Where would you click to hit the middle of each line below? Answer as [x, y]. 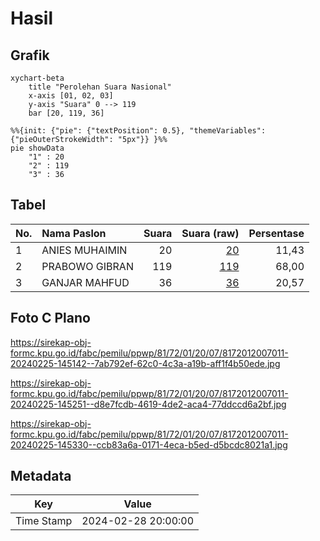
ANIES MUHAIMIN [84, 250]
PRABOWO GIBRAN [87, 266]
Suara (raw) [210, 233]
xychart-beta [37, 78]
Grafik [30, 55]
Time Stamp [44, 521]
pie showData [37, 148]
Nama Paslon [74, 233]
